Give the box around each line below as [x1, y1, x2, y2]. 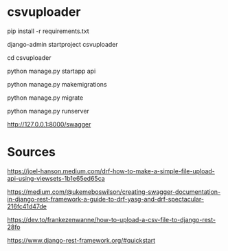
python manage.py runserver [7, 107, 89, 115]
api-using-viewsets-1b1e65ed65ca [7, 174, 105, 182]
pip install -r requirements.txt [7, 27, 89, 35]
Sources [7, 144, 56, 160]
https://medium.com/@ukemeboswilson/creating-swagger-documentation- [7, 187, 221, 196]
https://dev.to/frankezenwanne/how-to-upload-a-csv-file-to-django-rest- [7, 215, 216, 223]
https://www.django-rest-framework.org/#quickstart [7, 236, 156, 244]
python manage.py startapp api [7, 67, 96, 75]
